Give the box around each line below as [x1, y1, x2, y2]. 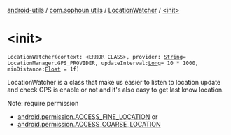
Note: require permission [7, 99, 79, 107]
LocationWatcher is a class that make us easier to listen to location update [7, 78, 221, 86]
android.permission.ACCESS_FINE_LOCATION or [17, 112, 158, 121]
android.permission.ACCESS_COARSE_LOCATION [17, 120, 161, 128]
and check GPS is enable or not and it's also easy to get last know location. [7, 85, 224, 94]
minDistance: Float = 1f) [7, 66, 80, 73]
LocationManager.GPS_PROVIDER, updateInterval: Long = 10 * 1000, [7, 59, 199, 66]
